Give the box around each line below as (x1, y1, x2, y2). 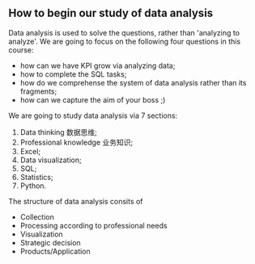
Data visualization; (19, 155, 83, 165)
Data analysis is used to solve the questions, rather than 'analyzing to (8, 27, 240, 37)
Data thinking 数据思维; (19, 127, 97, 136)
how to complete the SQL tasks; (19, 69, 127, 79)
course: (8, 44, 34, 55)
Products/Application (19, 246, 91, 256)
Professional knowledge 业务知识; (19, 137, 134, 147)
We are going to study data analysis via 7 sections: (8, 111, 178, 120)
